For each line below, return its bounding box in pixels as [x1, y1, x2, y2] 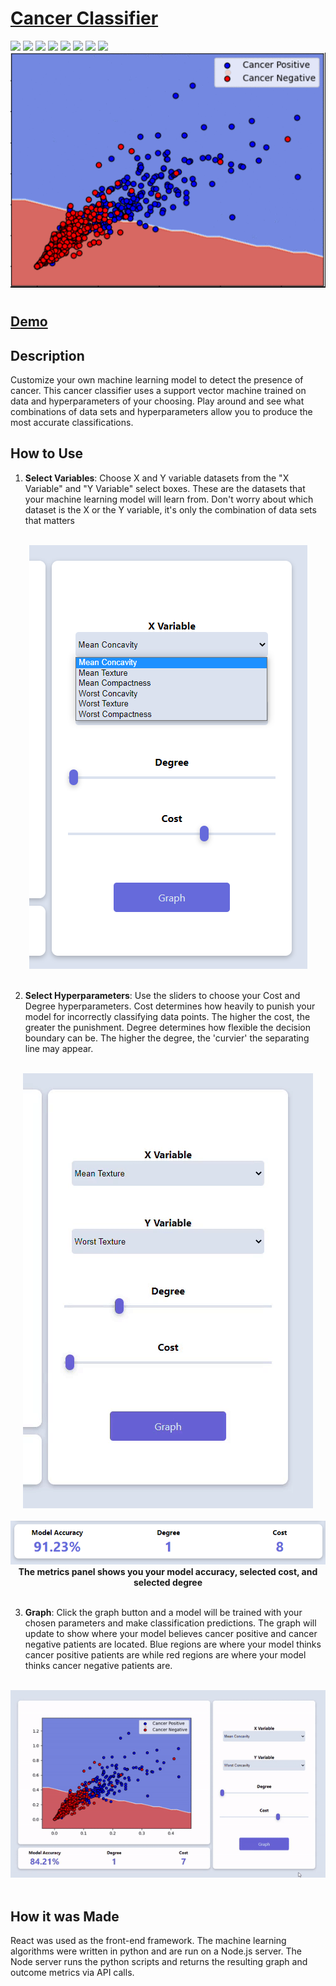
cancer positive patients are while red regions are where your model [24, 1648, 307, 1661]
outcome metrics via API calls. [10, 1967, 135, 1979]
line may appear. [24, 1042, 94, 1054]
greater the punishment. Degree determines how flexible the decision [24, 1021, 312, 1033]
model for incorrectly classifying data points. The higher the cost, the [24, 1010, 311, 1022]
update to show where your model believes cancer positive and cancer [24, 1627, 318, 1639]
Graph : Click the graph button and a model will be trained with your [24, 1606, 303, 1618]
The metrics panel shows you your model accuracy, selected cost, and [18, 1565, 318, 1577]
